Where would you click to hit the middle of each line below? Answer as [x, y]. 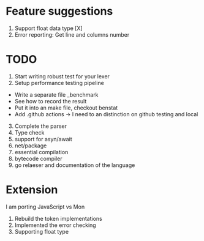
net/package [31, 146]
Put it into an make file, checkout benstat [66, 108]
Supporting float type [41, 231]
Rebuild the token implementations [58, 218]
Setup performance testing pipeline [59, 83]
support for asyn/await [43, 139]
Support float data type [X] [49, 28]
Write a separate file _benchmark [56, 95]
